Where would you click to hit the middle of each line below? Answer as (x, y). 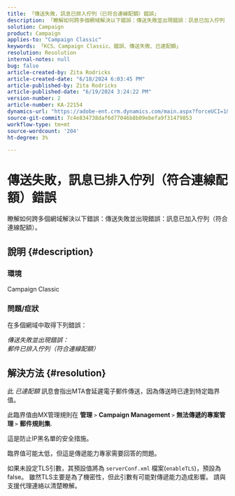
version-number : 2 (34, 99)
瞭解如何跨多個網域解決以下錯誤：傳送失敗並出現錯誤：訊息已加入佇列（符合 (117, 219)
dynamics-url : (28, 111)
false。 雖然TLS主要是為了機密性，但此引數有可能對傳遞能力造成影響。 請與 (116, 476)
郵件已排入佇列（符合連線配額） (53, 349)
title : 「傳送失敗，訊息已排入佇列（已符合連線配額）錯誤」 (83, 14)
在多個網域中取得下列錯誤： (47, 325)
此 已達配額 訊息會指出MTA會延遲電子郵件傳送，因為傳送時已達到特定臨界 (114, 391)
